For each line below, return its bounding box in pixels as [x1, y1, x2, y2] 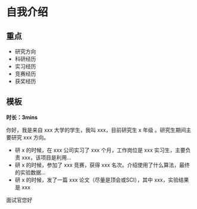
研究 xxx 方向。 [11, 133, 49, 141]
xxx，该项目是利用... [21, 154, 71, 161]
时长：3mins [6, 114, 38, 121]
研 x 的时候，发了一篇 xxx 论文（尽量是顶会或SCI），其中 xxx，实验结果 [14, 176, 189, 183]
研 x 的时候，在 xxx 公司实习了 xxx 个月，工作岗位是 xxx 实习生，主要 [14, 146, 186, 154]
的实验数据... [14, 169, 46, 176]
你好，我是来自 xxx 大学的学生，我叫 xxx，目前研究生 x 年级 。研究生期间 [6, 126, 186, 133]
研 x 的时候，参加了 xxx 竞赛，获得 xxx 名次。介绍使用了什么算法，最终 [14, 161, 190, 169]
